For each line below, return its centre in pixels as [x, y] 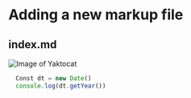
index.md [33, 45]
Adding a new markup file [96, 15]
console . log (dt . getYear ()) [61, 86]
